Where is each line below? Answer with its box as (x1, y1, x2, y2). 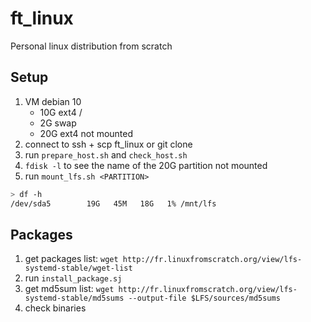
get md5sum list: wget (24, 283, 115, 295)
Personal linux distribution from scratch (10, 40, 173, 52)
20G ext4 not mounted (39, 127, 134, 139)
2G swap (39, 117, 77, 129)
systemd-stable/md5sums (24, 293, 125, 304)
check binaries (24, 302, 87, 314)
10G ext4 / (39, 106, 83, 118)
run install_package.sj (24, 272, 123, 284)
